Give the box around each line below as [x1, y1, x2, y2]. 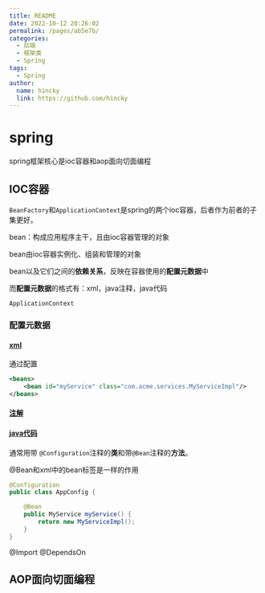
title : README [9, 11, 57, 20]
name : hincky [16, 86, 60, 95]
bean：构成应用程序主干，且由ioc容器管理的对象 [9, 233, 169, 241]
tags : [9, 64, 27, 72]
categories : [9, 34, 49, 43]
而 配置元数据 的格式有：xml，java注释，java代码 [9, 283, 168, 293]
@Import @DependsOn [9, 547, 87, 557]
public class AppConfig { [9, 488, 96, 496]
